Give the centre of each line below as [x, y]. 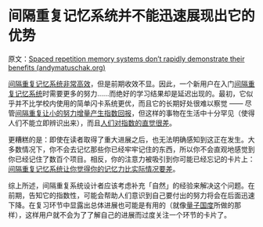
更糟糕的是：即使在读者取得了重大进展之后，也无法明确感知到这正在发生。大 [131, 139]
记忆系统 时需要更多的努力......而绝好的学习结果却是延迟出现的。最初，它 [130, 93]
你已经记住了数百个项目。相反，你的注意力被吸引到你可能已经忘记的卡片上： [131, 159]
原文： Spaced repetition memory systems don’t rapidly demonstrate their [126, 59]
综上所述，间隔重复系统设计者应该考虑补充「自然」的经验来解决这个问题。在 [131, 186]
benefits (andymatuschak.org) [57, 67]
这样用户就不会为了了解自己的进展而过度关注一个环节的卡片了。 [128, 214]
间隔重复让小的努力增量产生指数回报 [73, 113]
